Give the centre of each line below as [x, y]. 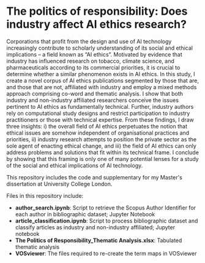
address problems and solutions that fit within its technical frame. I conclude [102, 152]
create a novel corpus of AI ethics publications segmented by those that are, [102, 80]
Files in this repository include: [45, 195]
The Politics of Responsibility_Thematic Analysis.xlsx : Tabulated [99, 240]
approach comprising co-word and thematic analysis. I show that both [95, 93]
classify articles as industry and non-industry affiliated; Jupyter [95, 227]
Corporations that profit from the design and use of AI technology [89, 41]
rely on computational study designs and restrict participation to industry [98, 113]
